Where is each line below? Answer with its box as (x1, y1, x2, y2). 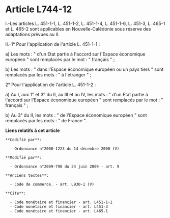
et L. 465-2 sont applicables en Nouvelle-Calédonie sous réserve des (5, 25, 151, 32)
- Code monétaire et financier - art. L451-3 (10, 204, 108, 209)
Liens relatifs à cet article (5, 127, 60, 133)
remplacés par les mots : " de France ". (5, 117, 87, 123)
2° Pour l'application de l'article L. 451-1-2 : (5, 81, 96, 88)
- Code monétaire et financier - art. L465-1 (10, 208, 108, 213)
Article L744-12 (5, 4, 72, 15)
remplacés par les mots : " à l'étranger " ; (5, 71, 92, 77)
